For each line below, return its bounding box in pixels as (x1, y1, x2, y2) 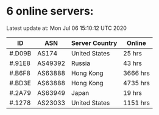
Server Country (71, 38, 118, 47)
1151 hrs (122, 99, 150, 107)
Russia (71, 59, 90, 68)
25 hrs (122, 49, 142, 57)
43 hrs (122, 59, 142, 68)
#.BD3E (9, 78, 32, 87)
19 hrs (122, 88, 142, 97)
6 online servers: (6, 4, 94, 18)
